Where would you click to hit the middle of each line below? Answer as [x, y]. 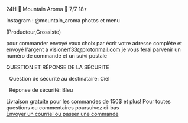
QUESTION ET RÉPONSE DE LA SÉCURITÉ [58, 67]
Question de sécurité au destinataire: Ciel [59, 79]
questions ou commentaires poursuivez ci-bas [63, 108]
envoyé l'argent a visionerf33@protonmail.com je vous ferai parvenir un [94, 49]
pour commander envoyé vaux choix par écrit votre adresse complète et [94, 43]
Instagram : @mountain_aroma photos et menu [63, 20]
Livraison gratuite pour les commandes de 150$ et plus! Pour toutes [89, 101]
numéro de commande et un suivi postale [57, 56]
